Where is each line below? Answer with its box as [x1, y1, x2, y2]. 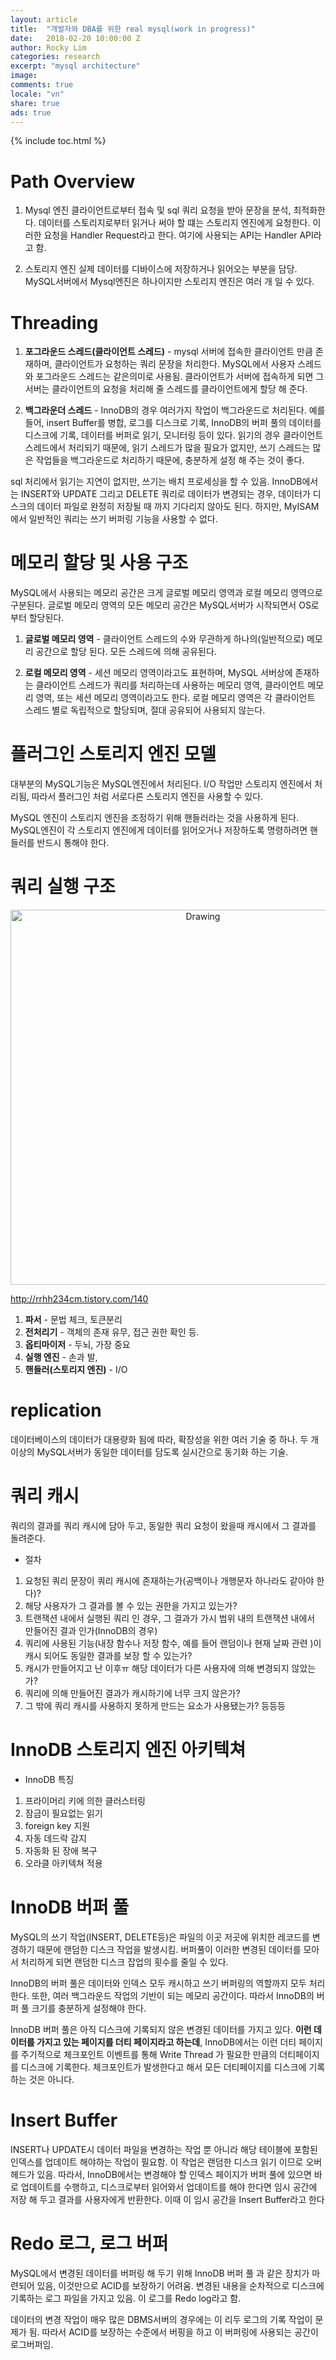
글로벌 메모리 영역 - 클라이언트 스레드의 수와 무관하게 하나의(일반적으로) [24, 633, 305, 645]
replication [10, 1399, 102, 1422]
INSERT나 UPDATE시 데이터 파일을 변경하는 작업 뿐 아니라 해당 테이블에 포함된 [10, 2143, 318, 2155]
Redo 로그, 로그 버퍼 [10, 2232, 169, 2255]
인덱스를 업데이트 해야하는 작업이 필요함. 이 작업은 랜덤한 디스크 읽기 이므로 [10, 2156, 304, 2168]
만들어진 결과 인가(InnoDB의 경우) [24, 1624, 158, 1636]
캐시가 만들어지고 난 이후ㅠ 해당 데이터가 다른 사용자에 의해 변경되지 [24, 1662, 290, 1674]
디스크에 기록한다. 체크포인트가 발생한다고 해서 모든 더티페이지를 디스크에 [20, 2061, 307, 2073]
